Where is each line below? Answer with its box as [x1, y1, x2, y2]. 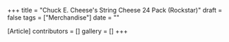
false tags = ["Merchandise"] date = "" [7, 13, 120, 22]
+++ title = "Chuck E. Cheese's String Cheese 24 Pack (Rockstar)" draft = [7, 6, 223, 14]
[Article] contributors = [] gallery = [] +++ [7, 27, 129, 35]
